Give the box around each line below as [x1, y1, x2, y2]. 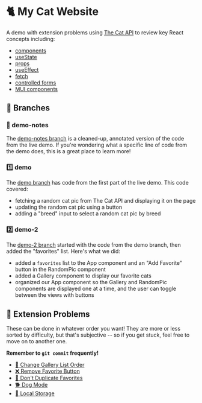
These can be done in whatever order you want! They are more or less [6, 325, 181, 332]
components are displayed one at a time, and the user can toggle [14, 285, 176, 293]
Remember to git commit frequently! [6, 349, 99, 357]
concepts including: [6, 35, 55, 42]
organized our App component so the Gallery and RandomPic [14, 279, 167, 286]
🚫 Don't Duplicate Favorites [14, 375, 83, 382]
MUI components [14, 85, 58, 92]
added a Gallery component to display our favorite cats [14, 272, 151, 279]
